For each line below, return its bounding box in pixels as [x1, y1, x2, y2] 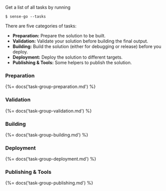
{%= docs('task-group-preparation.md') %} [5, 83, 96, 90]
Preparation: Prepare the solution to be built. [12, 33, 106, 38]
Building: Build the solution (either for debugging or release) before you [12, 43, 162, 50]
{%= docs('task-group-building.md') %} [5, 131, 89, 138]
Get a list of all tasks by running [5, 5, 71, 10]
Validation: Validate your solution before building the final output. [12, 38, 148, 44]
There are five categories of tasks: [5, 23, 77, 29]
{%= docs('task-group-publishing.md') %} [5, 180, 94, 186]
